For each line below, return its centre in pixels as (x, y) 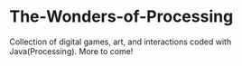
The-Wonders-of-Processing (121, 17)
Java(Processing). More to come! (71, 51)
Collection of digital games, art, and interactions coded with (121, 42)
